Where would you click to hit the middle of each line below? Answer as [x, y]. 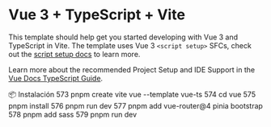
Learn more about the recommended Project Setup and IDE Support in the [132, 69]
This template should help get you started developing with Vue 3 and [123, 37]
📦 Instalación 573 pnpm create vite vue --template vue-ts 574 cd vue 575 [132, 94]
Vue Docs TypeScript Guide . [56, 78]
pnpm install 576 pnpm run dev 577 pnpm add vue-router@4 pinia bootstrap [135, 105]
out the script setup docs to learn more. [74, 54]
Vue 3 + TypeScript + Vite [97, 15]
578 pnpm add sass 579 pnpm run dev [73, 114]
